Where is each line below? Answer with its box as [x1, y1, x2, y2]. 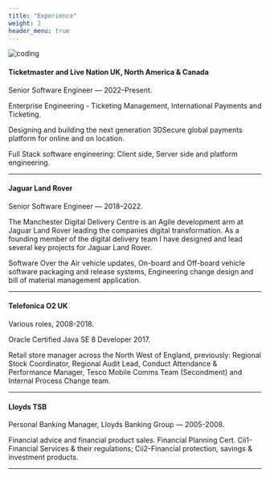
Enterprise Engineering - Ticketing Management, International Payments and [8, 101, 262, 110]
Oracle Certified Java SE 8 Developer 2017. [8, 335, 151, 344]
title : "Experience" [8, 11, 78, 20]
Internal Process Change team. [8, 376, 111, 385]
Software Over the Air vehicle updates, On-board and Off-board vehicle [8, 258, 246, 268]
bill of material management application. [8, 275, 141, 285]
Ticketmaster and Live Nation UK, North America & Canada [8, 67, 209, 76]
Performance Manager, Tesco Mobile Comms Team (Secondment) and [8, 367, 243, 376]
